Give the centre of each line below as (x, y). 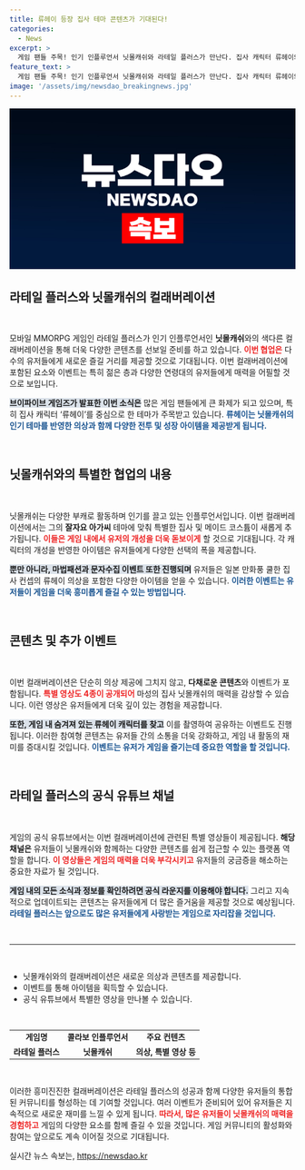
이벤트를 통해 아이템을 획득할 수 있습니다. (95, 987)
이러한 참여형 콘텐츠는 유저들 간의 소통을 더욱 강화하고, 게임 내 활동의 (158, 735)
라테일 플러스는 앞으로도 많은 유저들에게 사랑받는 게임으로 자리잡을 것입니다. (143, 913)
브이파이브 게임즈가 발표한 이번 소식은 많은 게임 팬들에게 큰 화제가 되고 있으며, (147, 403)
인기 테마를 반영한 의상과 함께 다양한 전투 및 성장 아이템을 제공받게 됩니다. (138, 426)
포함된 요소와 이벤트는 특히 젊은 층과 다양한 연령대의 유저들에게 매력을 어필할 (145, 372)
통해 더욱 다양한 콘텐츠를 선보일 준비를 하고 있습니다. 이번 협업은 (169, 350)
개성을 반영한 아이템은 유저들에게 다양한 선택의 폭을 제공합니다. (145, 550)
